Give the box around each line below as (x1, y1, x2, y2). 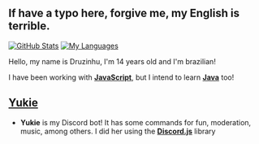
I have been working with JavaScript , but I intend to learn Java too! (8, 72, 235, 82)
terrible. (8, 20, 50, 33)
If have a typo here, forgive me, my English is (8, 7, 240, 20)
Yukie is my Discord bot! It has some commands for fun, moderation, (19, 117, 252, 127)
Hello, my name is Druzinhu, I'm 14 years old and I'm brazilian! (8, 56, 217, 66)
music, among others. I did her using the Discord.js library (19, 126, 216, 136)
